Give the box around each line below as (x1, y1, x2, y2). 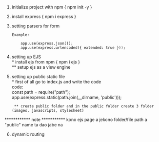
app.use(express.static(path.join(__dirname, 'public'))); (11, 95, 122, 100)
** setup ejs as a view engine (11, 64, 71, 70)
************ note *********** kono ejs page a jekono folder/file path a (4, 117, 147, 122)
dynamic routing (11, 131, 45, 137)
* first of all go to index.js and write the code (11, 79, 101, 84)
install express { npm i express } (11, 14, 77, 19)
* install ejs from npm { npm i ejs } (11, 59, 80, 65)
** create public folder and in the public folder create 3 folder (14, 104, 154, 109)
